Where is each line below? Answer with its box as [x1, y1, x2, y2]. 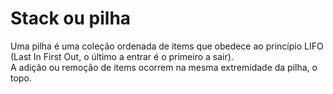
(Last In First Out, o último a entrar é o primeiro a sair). [10, 50, 234, 62]
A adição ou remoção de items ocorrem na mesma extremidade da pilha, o [10, 61, 318, 73]
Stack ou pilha [10, 7, 132, 30]
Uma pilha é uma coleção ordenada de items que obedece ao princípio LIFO [10, 40, 324, 52]
